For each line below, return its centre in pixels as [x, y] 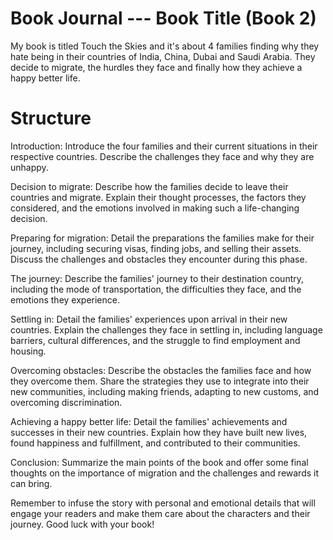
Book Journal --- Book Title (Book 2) [163, 18]
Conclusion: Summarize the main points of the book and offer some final [159, 462]
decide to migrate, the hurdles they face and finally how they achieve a [156, 67]
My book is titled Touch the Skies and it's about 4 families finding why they [165, 46]
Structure [51, 118]
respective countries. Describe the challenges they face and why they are [162, 156]
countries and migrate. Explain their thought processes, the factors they [158, 197]
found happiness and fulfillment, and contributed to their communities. [155, 443]
